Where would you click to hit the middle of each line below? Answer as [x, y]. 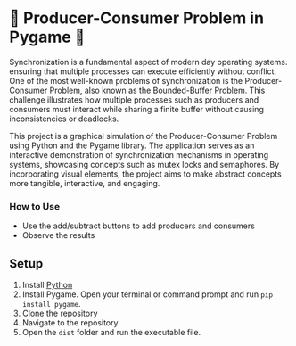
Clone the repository [60, 313]
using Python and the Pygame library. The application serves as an [132, 145]
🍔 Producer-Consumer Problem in [137, 18]
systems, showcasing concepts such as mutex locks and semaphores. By [144, 164]
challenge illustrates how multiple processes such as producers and [134, 99]
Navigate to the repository [70, 323]
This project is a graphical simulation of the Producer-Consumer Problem [144, 136]
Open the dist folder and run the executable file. [111, 333]
